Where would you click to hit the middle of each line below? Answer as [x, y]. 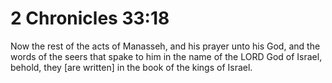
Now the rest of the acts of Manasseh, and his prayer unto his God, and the [165, 46]
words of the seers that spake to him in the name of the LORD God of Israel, [166, 56]
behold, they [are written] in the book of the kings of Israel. [131, 67]
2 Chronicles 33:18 [90, 18]
